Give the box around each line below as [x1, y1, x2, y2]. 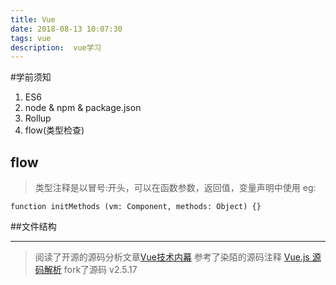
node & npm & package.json [24, 102, 142, 114]
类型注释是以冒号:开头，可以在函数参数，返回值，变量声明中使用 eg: [34, 182, 317, 194]
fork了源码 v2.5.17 [63, 264, 138, 276]
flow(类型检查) [24, 124, 85, 136]
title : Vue [10, 14, 56, 25]
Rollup [24, 112, 52, 125]
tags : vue [10, 33, 52, 43]
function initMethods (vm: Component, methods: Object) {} [10, 202, 262, 212]
